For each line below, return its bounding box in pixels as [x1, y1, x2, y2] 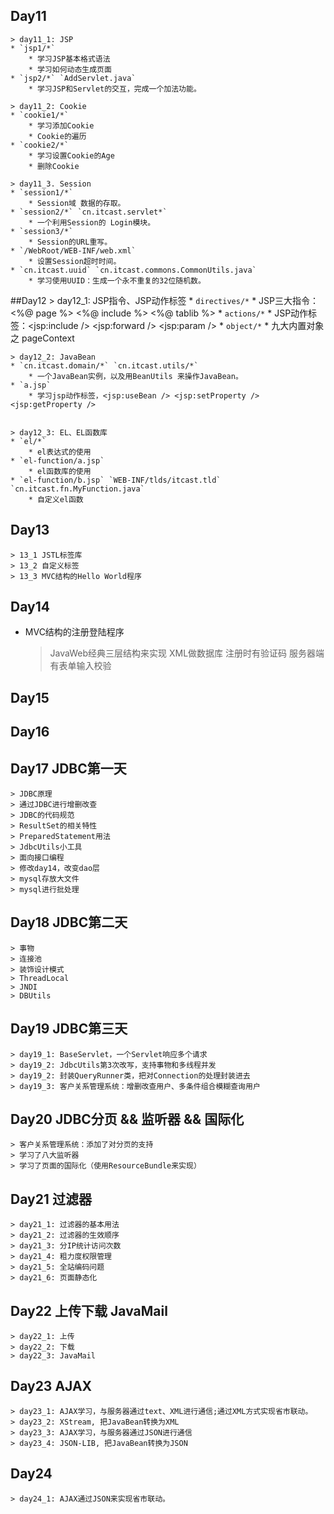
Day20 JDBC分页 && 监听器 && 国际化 [10, 1111, 245, 1128]
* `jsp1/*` [10, 43, 56, 53]
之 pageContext [10, 332, 75, 344]
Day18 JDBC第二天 [10, 914, 128, 931]
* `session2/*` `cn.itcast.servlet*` [10, 207, 168, 217]
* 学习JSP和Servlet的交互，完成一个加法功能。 [28, 84, 202, 94]
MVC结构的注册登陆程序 [24, 626, 125, 638]
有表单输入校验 [49, 660, 112, 672]
